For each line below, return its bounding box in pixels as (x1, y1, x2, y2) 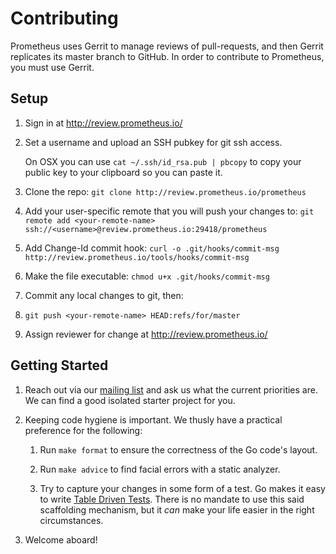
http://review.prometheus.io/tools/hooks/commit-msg (24, 252, 250, 262)
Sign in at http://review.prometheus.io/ (24, 117, 183, 129)
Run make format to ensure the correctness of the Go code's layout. (39, 443, 318, 456)
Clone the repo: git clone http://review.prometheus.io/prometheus (24, 185, 307, 197)
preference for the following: (24, 424, 143, 436)
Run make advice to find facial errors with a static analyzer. (39, 463, 281, 475)
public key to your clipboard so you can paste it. (24, 166, 223, 178)
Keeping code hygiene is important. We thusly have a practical (24, 413, 283, 426)
